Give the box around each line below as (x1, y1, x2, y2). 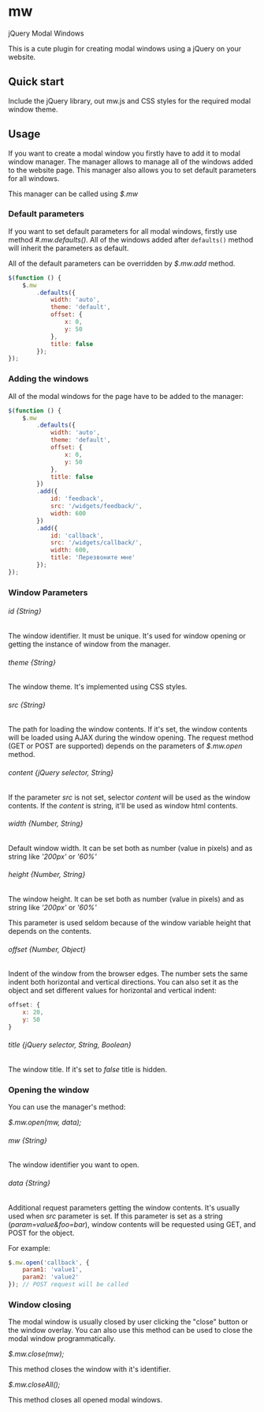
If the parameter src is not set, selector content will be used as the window (8, 793, 251, 802)
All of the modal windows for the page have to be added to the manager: (8, 391, 244, 401)
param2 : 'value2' (22, 1273, 80, 1282)
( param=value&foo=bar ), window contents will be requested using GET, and (8, 1219, 256, 1229)
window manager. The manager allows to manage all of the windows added (8, 156, 254, 166)
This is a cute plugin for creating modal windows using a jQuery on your (8, 43, 242, 53)
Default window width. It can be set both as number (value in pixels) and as (8, 843, 253, 853)
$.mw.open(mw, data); (8, 1117, 82, 1128)
